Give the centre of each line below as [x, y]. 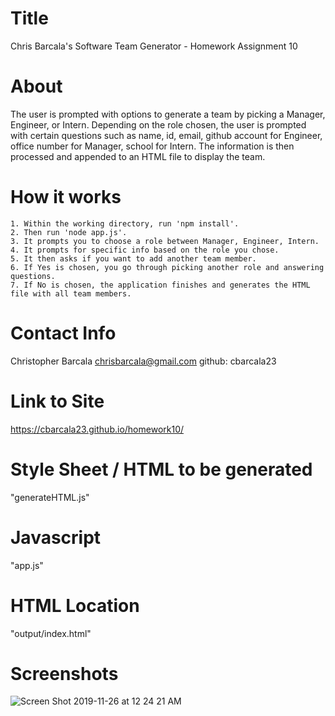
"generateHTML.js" [50, 497]
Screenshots [64, 673]
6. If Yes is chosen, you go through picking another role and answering [167, 267]
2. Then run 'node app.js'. [69, 232]
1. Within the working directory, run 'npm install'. [125, 223]
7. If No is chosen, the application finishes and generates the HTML [160, 285]
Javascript [56, 537]
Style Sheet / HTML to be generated [161, 469]
